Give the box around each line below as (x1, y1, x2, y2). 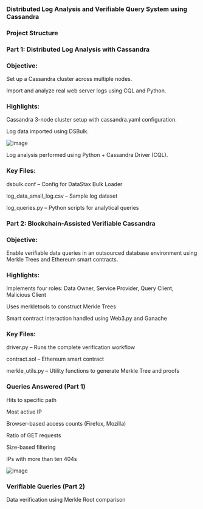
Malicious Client (6, 291, 47, 299)
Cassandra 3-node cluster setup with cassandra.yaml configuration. (6, 116, 177, 123)
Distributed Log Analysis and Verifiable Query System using (6, 5, 187, 13)
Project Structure (6, 29, 58, 37)
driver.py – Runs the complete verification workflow (6, 344, 136, 351)
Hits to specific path (6, 396, 57, 403)
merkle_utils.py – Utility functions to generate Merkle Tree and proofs (6, 367, 180, 375)
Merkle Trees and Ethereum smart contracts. (6, 255, 119, 263)
